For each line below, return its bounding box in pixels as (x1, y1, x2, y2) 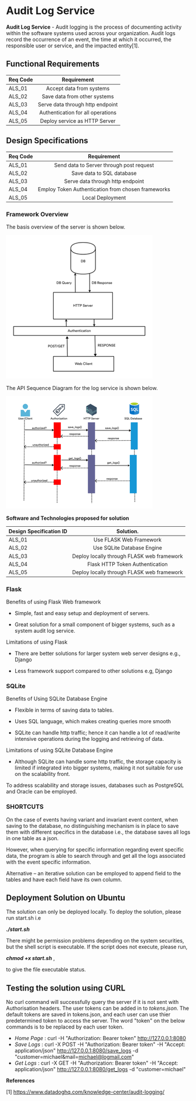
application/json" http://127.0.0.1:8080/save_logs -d (14, 1047, 139, 1054)
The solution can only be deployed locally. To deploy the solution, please (6, 908, 181, 916)
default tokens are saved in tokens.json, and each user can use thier (6, 1011, 171, 1018)
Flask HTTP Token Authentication (87, 560, 168, 568)
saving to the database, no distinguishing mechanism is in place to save (6, 822, 179, 829)
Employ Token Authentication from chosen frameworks (37, 186, 171, 193)
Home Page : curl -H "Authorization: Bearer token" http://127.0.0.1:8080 (14, 1035, 186, 1042)
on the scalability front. (14, 771, 70, 778)
